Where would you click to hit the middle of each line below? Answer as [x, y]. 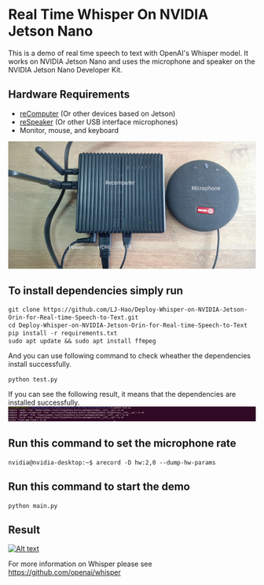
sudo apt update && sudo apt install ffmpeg [82, 341]
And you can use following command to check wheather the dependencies [130, 356]
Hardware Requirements [69, 95]
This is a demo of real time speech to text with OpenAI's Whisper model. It [128, 53]
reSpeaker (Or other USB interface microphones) [99, 122]
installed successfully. [44, 402]
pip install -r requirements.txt [63, 333]
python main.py [33, 505]
